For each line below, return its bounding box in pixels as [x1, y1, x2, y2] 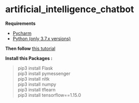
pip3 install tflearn [17, 86, 56, 92]
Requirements [5, 20, 36, 26]
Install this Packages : [5, 55, 53, 61]
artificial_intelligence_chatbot [5, 4, 134, 15]
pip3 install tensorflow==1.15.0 [17, 92, 81, 98]
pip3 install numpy [17, 81, 57, 87]
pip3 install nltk [17, 76, 50, 82]
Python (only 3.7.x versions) [12, 36, 71, 42]
